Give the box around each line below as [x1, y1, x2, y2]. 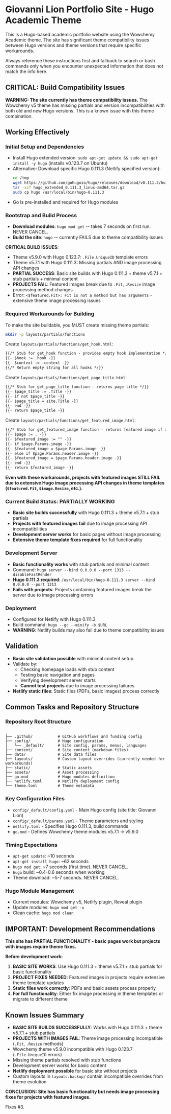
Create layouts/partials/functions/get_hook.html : [5, 341, 113, 347]
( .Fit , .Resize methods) [12, 1040, 64, 1047]
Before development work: [5, 954, 63, 960]
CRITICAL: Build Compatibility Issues [5, 83, 125, 92]
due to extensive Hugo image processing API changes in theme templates [5, 480, 165, 486]
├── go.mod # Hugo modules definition [5, 774, 115, 780]
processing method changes [12, 287, 73, 293]
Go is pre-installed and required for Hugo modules [12, 199, 119, 205]
